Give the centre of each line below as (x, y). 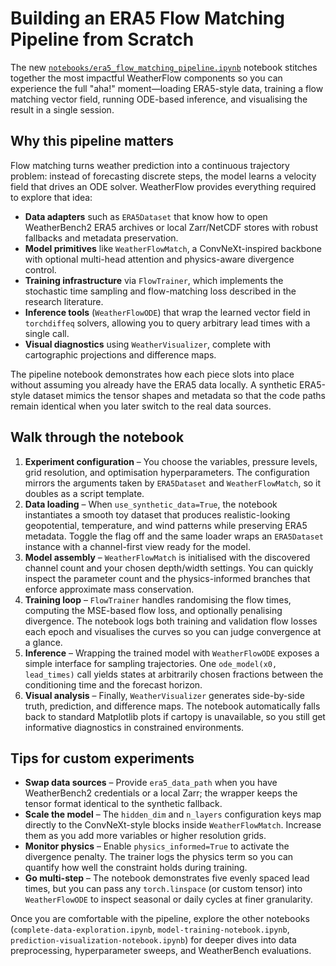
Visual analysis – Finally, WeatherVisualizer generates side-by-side (164, 695)
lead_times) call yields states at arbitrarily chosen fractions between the (174, 674)
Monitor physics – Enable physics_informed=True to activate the (157, 846)
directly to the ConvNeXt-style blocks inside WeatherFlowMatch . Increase (173, 825)
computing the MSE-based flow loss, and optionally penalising (153, 610)
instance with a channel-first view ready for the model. (137, 546)
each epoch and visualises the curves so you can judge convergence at (173, 631)
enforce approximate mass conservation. (109, 589)
